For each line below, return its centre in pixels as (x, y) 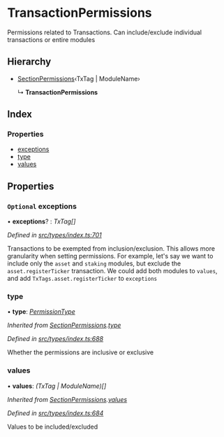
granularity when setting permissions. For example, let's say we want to (110, 256)
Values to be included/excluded (53, 426)
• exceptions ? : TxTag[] (42, 221)
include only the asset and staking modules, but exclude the (94, 263)
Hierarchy (29, 62)
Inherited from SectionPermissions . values (67, 399)
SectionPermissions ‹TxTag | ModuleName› (79, 78)
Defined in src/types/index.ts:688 (55, 339)
